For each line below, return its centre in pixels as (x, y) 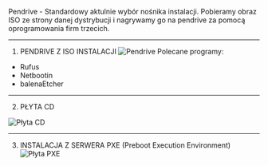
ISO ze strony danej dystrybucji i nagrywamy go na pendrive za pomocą (127, 20)
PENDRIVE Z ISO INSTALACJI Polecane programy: (122, 51)
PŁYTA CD (37, 107)
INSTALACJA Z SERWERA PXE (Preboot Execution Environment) (125, 145)
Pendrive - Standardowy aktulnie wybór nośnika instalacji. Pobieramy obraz (133, 12)
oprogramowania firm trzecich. (59, 28)
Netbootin (36, 75)
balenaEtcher (41, 84)
